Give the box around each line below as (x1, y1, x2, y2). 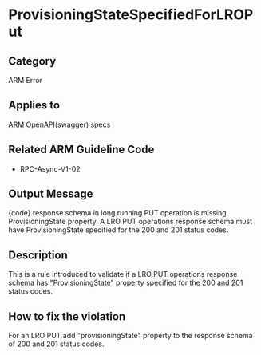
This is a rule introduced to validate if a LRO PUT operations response (8, 270, 238, 279)
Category (8, 54, 57, 68)
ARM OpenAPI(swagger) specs (8, 120, 111, 129)
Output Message (8, 187, 93, 201)
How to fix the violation (8, 310, 126, 323)
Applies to (8, 98, 61, 112)
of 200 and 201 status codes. (8, 339, 105, 349)
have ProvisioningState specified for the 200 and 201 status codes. (8, 225, 229, 235)
